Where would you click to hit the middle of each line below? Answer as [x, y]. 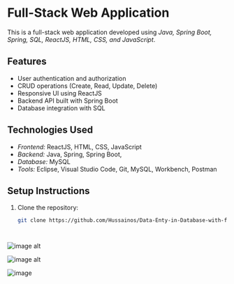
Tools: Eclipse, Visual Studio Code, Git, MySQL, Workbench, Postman [117, 169]
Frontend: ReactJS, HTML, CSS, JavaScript [79, 147]
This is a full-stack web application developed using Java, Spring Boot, [110, 32]
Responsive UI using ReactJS [60, 93]
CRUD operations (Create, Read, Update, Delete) [87, 86]
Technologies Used [50, 130]
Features [27, 62]
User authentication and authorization [72, 78]
